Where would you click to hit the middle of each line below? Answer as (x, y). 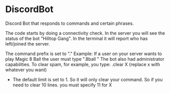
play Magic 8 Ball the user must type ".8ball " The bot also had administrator (85, 59)
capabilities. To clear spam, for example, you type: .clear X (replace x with (83, 64)
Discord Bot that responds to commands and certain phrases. (70, 23)
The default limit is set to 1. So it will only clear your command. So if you (88, 79)
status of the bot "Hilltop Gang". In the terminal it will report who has (77, 38)
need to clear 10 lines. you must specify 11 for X (62, 85)
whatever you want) (26, 70)
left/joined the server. (28, 43)
